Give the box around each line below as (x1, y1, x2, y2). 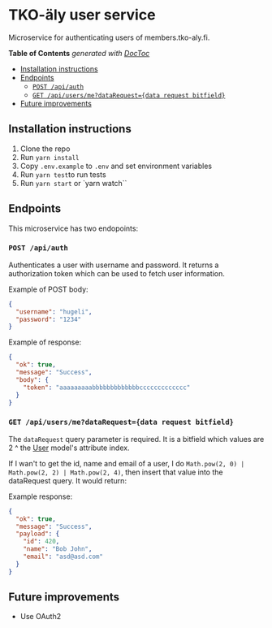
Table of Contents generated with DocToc (8, 48, 150, 58)
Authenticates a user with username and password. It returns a (8, 260, 219, 270)
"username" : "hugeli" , (15, 307, 93, 316)
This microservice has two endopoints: (8, 223, 139, 233)
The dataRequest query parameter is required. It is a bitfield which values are (8, 434, 265, 444)
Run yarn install (19, 152, 80, 162)
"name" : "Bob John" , (23, 545, 93, 553)
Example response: (8, 492, 73, 501)
